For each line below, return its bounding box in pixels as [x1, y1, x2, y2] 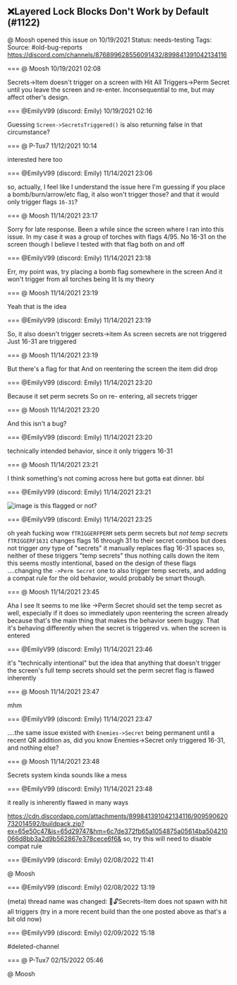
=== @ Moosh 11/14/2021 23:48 [7, 757, 100, 765]
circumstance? [7, 127, 51, 136]
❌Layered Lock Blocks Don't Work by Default [7, 6, 209, 18]
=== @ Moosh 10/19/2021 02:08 [7, 64, 101, 73]
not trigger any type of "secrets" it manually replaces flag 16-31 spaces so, [7, 543, 225, 552]
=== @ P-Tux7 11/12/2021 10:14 [7, 141, 97, 150]
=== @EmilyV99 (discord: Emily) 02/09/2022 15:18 [7, 928, 155, 937]
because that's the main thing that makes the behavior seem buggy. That [7, 616, 220, 625]
